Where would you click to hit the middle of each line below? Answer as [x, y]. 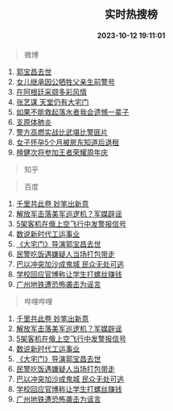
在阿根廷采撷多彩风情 [51, 92]
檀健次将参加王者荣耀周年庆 [62, 152]
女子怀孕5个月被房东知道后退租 [68, 142]
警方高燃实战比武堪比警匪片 [62, 132]
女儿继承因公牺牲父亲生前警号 [65, 81]
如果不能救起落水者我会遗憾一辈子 [72, 112]
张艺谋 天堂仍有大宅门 [52, 102]
